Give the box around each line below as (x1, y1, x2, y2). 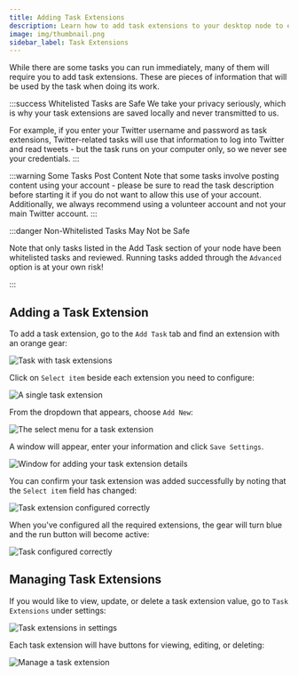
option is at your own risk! (9, 262, 104, 272)
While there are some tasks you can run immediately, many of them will (9, 62, 270, 73)
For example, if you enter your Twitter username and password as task (9, 125, 268, 136)
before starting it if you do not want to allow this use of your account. (9, 189, 262, 200)
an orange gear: (9, 338, 68, 349)
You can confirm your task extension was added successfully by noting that (9, 476, 286, 487)
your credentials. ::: (9, 153, 80, 165)
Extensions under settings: (9, 605, 106, 616)
